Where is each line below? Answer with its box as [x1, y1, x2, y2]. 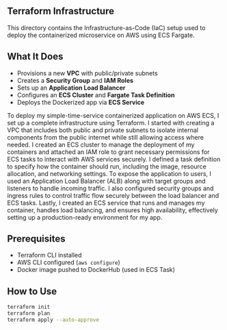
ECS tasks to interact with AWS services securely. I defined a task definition [7, 155, 221, 163]
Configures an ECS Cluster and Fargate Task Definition [16, 90, 175, 99]
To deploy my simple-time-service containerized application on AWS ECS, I [7, 111, 219, 119]
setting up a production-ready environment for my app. [7, 213, 163, 221]
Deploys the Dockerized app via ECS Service [16, 98, 145, 106]
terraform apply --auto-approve [7, 316, 99, 323]
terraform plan [7, 310, 51, 317]
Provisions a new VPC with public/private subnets [16, 68, 159, 77]
